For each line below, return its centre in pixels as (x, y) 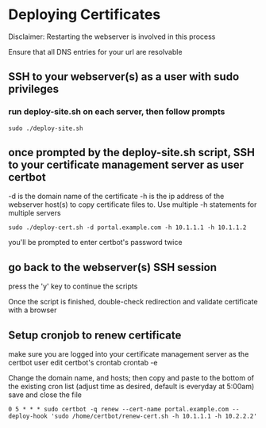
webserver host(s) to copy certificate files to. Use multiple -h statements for (133, 204)
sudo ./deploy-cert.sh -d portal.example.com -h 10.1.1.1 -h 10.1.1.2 (127, 227)
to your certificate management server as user (126, 165)
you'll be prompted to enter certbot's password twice (95, 243)
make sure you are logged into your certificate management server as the (129, 354)
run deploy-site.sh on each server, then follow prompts (117, 112)
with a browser (33, 310)
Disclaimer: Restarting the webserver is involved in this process (112, 36)
